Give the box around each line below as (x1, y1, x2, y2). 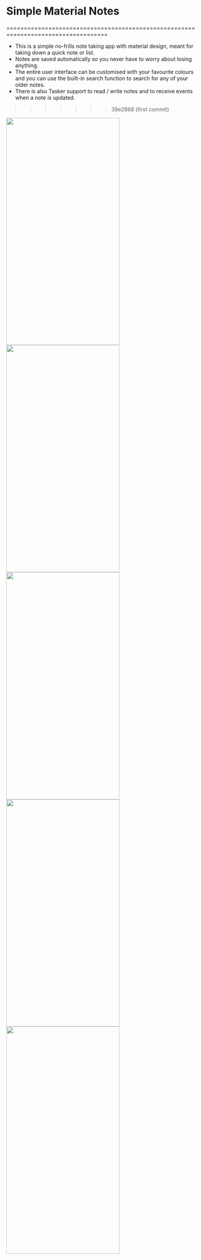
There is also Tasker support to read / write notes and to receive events (14, 87, 193, 94)
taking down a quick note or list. (14, 48, 95, 56)
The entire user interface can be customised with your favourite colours (14, 68, 194, 75)
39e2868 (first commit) (111, 105, 170, 113)
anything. (14, 62, 39, 69)
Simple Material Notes (6, 4, 120, 18)
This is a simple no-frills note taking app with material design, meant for (14, 42, 194, 50)
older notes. (14, 81, 45, 88)
